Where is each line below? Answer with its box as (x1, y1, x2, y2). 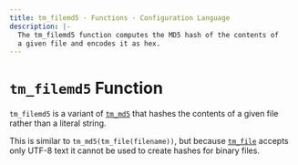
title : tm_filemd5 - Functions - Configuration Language (9, 13, 231, 23)
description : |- (9, 22, 71, 31)
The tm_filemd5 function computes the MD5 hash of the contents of (17, 30, 280, 39)
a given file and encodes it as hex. (17, 38, 161, 48)
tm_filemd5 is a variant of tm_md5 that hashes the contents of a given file (9, 108, 279, 119)
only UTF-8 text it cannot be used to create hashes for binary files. (9, 145, 260, 156)
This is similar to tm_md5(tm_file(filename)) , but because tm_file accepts (9, 136, 289, 147)
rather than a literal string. (9, 118, 107, 129)
